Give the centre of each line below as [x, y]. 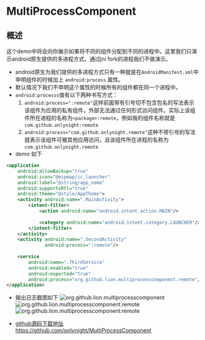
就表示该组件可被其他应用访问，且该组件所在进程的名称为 [96, 140]
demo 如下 [29, 154]
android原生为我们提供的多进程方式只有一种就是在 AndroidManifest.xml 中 [107, 72]
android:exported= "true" [60, 274]
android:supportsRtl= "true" [53, 188]
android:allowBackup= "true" [53, 171]
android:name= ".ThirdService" [67, 262]
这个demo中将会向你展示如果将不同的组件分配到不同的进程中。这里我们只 [99, 51]
